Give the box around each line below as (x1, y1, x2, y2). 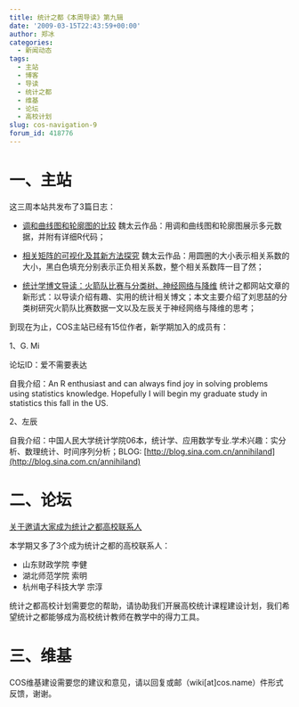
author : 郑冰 (9, 29, 55, 38)
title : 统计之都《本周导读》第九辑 (9, 12, 124, 22)
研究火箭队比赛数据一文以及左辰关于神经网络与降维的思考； (37, 302, 256, 313)
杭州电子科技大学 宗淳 (21, 581, 103, 592)
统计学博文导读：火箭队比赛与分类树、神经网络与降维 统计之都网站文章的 (21, 280, 290, 290)
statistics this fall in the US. (9, 397, 109, 408)
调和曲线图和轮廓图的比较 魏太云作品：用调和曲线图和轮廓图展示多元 (21, 220, 274, 231)
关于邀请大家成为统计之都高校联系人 (9, 521, 142, 532)
